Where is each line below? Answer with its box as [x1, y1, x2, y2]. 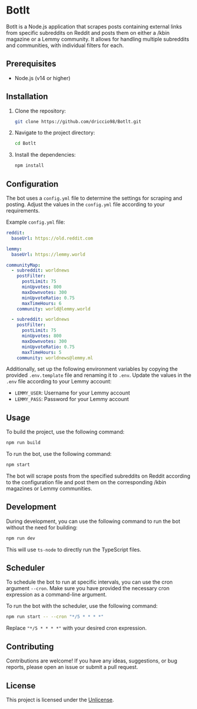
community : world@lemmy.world [16, 306, 91, 312]
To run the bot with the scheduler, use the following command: [6, 602, 158, 609]
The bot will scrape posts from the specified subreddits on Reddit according [6, 472, 191, 479]
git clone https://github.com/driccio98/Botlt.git [14, 118, 142, 124]
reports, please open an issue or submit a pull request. [6, 664, 138, 671]
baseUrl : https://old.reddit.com [11, 235, 94, 241]
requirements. [6, 207, 40, 214]
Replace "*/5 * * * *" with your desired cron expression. [6, 625, 147, 632]
